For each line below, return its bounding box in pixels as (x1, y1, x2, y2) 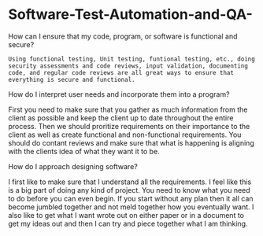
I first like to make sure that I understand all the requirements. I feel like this (8, 177, 252, 186)
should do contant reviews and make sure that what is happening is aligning (8, 138, 254, 147)
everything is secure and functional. (8, 76, 135, 83)
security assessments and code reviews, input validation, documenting (8, 61, 248, 70)
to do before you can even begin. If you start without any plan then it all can (8, 194, 254, 203)
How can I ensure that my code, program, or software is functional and (8, 31, 238, 41)
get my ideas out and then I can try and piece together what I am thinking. (8, 219, 248, 228)
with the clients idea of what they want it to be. (8, 146, 160, 156)
